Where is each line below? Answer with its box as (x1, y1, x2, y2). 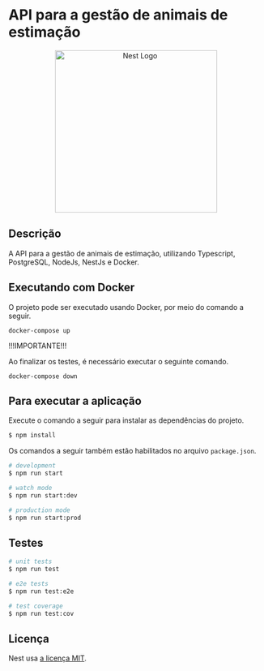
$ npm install (8, 432, 57, 440)
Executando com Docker (8, 281, 135, 295)
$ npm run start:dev (8, 491, 79, 500)
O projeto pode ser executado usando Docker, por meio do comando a (8, 302, 245, 312)
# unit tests (8, 557, 53, 566)
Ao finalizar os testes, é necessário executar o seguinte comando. (8, 356, 229, 366)
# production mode (8, 505, 70, 514)
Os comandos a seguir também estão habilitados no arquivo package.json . (8, 446, 257, 456)
